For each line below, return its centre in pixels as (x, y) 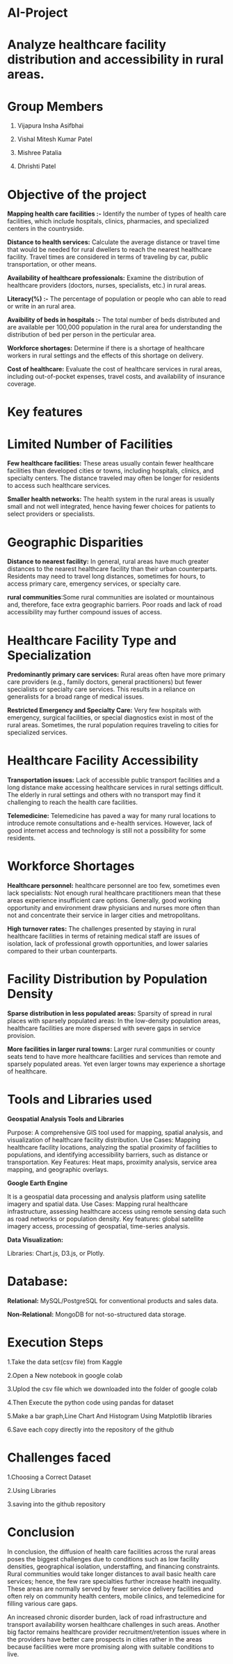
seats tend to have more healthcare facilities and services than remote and (114, 1057)
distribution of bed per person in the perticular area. (82, 335)
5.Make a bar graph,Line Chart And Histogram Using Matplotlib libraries (110, 1416)
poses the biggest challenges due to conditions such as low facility (103, 1559)
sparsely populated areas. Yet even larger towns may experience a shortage (116, 1064)
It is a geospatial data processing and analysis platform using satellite (107, 1196)
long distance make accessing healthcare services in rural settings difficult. (115, 787)
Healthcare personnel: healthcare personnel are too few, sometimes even (114, 886)
